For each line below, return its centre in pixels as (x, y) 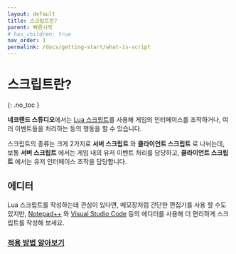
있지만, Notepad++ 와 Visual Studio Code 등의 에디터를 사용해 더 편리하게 (112, 213)
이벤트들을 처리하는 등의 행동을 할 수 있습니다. (78, 128)
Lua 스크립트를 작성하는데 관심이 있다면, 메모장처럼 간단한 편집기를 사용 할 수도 (117, 205)
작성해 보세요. (45, 223)
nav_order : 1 (27, 41)
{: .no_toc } (23, 105)
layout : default (31, 14)
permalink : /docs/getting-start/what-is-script (79, 47)
